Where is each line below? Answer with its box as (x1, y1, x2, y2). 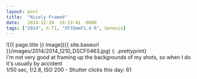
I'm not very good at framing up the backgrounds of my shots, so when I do (6, 54, 191, 61)
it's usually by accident (6, 60, 62, 67)
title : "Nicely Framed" (6, 14, 68, 20)
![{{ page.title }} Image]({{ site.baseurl (6, 41, 99, 48)
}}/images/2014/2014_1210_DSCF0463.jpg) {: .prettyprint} (6, 48, 147, 55)
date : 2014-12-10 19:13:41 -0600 (6, 19, 97, 25)
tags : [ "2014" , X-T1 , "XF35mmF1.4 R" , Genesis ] (6, 25, 126, 31)
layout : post (6, 8, 39, 15)
